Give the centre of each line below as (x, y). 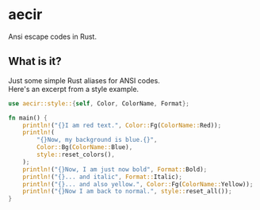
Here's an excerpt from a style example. (74, 89)
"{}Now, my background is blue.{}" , (97, 140)
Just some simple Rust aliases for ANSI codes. (84, 80)
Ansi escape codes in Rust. (53, 36)
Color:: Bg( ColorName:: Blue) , (85, 147)
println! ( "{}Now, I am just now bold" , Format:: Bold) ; (115, 169)
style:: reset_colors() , (76, 155)
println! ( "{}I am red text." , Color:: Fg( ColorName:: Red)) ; (122, 125)
